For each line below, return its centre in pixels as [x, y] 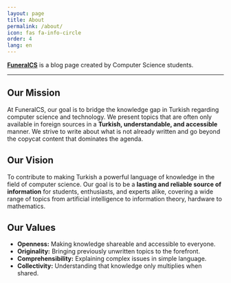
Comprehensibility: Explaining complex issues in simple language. [112, 259]
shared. [28, 273]
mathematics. [26, 206]
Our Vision [30, 160]
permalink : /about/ [35, 26]
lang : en [20, 45]
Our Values [32, 228]
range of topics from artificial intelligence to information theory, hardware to [114, 199]
